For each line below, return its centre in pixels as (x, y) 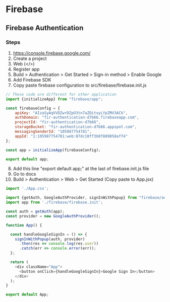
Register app (26, 69)
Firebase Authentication (45, 28)
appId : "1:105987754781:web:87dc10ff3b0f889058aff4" (71, 136)
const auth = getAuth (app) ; (35, 211)
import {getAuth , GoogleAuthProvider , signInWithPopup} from (71, 198)
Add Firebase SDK (32, 80)
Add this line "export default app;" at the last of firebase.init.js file (81, 169)
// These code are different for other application (61, 94)
